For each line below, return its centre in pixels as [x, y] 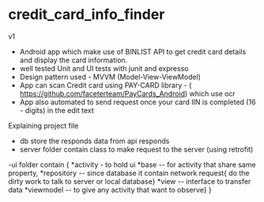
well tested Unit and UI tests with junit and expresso [104, 68]
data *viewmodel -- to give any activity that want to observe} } [110, 189]
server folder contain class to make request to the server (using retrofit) [136, 149]
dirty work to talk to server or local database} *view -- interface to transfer [130, 181]
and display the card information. [74, 60]
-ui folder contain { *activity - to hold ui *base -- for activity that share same [132, 164]
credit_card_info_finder [87, 15]
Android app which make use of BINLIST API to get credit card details [133, 51]
